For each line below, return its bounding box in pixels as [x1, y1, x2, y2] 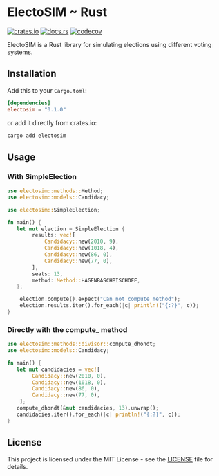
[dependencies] [7, 100, 51, 107]
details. [7, 462, 28, 470]
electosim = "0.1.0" [7, 106, 67, 113]
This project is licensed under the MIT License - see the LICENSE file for [7, 455, 213, 464]
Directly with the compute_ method [7, 324, 128, 334]
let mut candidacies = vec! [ [16, 366, 100, 373]
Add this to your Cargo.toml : [7, 86, 88, 94]
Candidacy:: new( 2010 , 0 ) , [32, 372, 107, 379]
